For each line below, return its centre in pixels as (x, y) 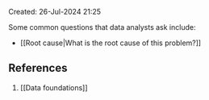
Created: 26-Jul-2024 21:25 (55, 12)
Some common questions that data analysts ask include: (102, 27)
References (38, 68)
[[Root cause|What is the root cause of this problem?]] (111, 43)
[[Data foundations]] (54, 87)
